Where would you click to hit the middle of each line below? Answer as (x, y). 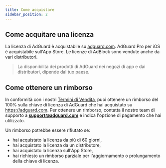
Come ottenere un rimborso (49, 87)
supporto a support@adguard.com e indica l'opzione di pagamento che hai (83, 115)
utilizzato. (15, 121)
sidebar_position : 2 (27, 14)
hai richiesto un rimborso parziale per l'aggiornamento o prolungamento (86, 156)
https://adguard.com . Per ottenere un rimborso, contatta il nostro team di (80, 110)
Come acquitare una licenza (49, 35)
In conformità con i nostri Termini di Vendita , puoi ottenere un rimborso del (82, 99)
